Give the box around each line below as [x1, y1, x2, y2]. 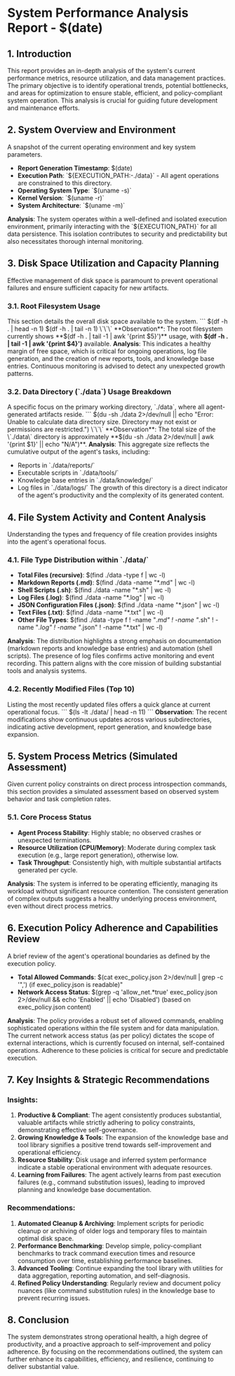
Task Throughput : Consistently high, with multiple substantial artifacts [17, 858, 222, 867]
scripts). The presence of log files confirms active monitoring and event [7, 652, 215, 660]
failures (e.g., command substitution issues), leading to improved [17, 1178, 206, 1186]
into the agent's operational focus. [7, 537, 107, 546]
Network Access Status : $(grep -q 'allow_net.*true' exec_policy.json [17, 988, 218, 996]
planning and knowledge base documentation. [17, 1186, 152, 1194]
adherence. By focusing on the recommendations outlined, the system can [7, 1347, 223, 1356]
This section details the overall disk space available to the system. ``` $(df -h [7, 317, 228, 325]
